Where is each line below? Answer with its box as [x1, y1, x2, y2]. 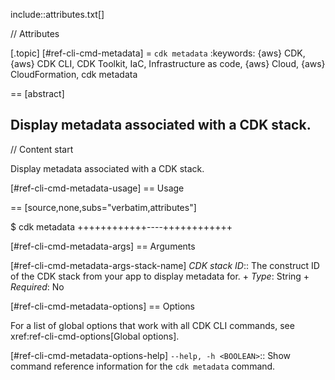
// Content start [10, 143, 74, 155]
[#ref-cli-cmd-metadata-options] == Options [10, 300, 196, 312]
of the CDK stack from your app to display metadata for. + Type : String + [10, 270, 310, 282]
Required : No [10, 280, 65, 293]
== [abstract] [10, 88, 65, 99]
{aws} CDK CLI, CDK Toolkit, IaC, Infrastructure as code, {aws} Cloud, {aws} [10, 58, 326, 69]
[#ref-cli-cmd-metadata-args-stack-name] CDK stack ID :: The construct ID [10, 259, 320, 271]
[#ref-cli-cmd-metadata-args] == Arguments [10, 240, 196, 252]
